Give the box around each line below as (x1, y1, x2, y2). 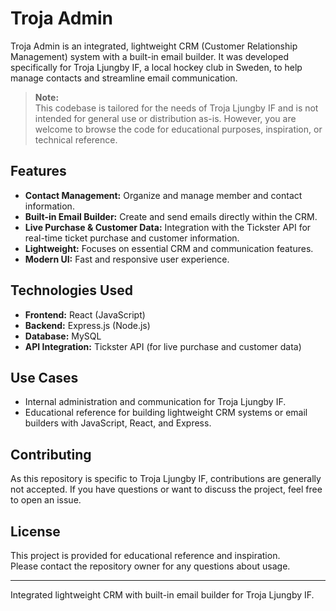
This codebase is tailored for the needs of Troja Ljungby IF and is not (34, 102, 319, 114)
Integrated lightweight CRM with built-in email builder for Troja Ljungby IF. (10, 589, 315, 601)
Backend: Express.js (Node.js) (24, 319, 151, 331)
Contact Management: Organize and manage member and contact (24, 189, 303, 201)
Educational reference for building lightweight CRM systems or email (24, 407, 308, 419)
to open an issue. (10, 494, 82, 506)
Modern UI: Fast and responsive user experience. (24, 253, 230, 265)
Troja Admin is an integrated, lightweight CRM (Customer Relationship (10, 40, 298, 52)
